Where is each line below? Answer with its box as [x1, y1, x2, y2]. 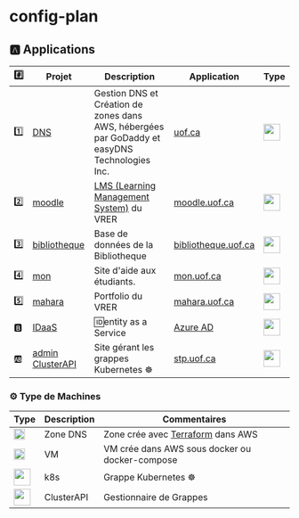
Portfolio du [93, 290, 143, 302]
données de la [93, 239, 154, 251]
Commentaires [162, 413, 227, 425]
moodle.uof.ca [173, 196, 234, 209]
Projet [45, 70, 73, 82]
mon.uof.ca [173, 270, 222, 282]
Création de [93, 98, 143, 111]
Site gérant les [93, 341, 155, 353]
